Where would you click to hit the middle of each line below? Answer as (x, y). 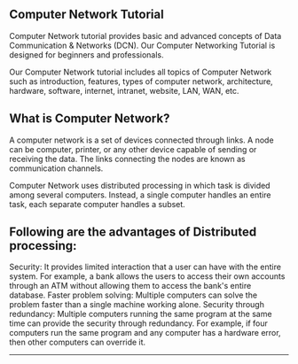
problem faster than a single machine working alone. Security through (137, 305)
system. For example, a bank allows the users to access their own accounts (147, 276)
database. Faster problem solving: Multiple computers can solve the (133, 295)
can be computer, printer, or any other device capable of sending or (133, 149)
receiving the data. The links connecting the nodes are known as (127, 159)
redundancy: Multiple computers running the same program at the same (141, 314)
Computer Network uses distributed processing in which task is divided (140, 185)
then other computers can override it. (78, 342)
